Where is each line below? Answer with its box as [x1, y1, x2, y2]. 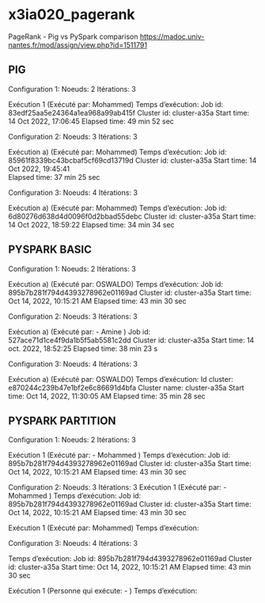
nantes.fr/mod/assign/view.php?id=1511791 [8, 40, 148, 49]
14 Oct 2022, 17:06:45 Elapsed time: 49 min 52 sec [8, 116, 174, 126]
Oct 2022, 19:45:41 [8, 164, 70, 174]
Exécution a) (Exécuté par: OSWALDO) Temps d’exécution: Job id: [8, 279, 224, 288]
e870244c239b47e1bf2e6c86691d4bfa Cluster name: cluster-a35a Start [8, 383, 244, 392]
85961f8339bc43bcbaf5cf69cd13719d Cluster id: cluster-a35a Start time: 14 [8, 155, 257, 165]
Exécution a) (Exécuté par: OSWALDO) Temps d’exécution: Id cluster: [8, 374, 233, 384]
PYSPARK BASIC [8, 243, 93, 257]
